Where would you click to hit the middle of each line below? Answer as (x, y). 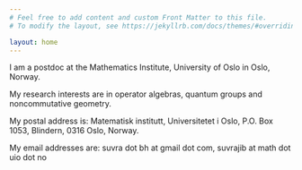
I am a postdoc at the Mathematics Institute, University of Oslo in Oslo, (140, 67)
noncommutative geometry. (61, 104)
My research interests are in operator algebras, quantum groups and (136, 94)
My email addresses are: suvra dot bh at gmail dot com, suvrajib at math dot (150, 148)
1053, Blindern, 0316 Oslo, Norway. (74, 131)
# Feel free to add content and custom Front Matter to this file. (138, 17)
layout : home (34, 42)
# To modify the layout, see (64, 26)
